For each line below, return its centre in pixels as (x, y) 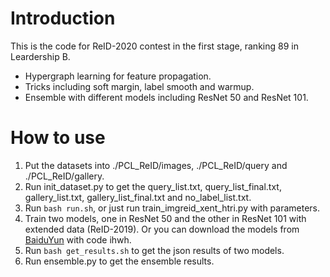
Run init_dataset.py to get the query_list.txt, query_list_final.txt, (153, 186)
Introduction (63, 18)
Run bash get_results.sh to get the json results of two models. (154, 250)
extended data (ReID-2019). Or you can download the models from (162, 229)
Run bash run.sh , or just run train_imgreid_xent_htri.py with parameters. (172, 208)
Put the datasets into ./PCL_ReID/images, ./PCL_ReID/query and (156, 165)
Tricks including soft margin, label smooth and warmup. (139, 86)
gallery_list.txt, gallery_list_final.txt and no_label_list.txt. (138, 197)
